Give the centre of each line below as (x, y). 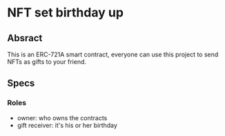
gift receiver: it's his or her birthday (67, 125)
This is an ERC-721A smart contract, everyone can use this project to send (113, 54)
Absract (25, 38)
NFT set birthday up (66, 13)
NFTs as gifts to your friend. (47, 62)
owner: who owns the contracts (62, 117)
